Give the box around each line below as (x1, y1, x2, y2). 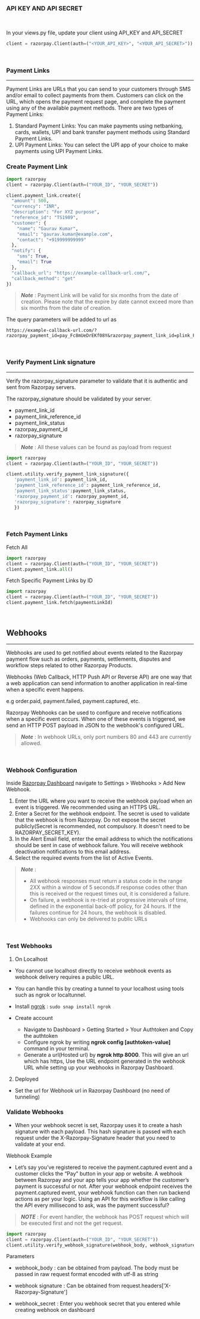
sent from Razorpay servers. (6, 383, 76, 391)
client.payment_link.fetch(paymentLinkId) (6, 600, 113, 606)
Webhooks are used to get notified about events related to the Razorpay (6, 649, 183, 656)
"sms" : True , (17, 253, 49, 260)
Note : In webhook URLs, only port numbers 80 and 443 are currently (20, 733, 192, 740)
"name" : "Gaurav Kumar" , (17, 225, 79, 232)
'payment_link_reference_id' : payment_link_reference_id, (14, 483, 161, 489)
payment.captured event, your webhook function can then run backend (14, 1189, 190, 1196)
